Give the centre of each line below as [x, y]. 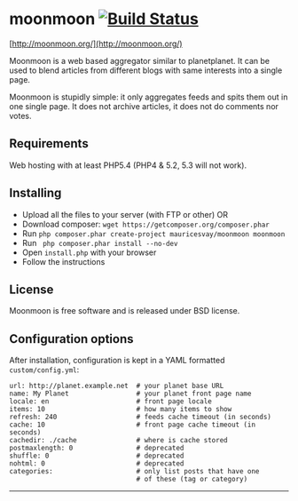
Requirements [49, 143]
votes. [21, 115]
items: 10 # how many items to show [121, 410]
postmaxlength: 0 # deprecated [97, 449]
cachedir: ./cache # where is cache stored [118, 441]
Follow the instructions [63, 261]
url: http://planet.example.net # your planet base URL [117, 386]
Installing [35, 193]
